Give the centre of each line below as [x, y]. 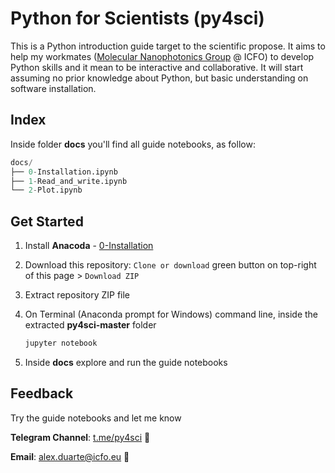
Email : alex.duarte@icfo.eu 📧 [70, 456]
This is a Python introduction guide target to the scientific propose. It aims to [168, 46]
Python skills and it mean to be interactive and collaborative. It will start [157, 67]
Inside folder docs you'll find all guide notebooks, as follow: [133, 144]
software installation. [53, 88]
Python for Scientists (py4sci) [137, 18]
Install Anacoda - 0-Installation [89, 246]
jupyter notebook [61, 343]
